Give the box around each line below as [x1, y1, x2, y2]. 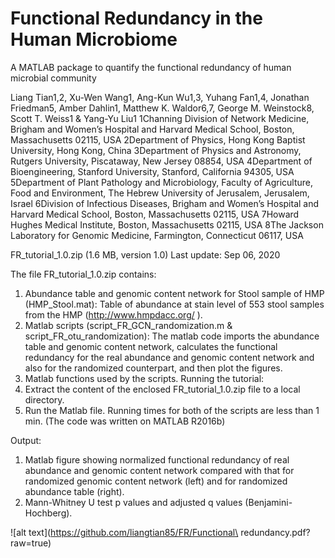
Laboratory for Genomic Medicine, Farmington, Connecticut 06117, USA [10, 229, 304, 241]
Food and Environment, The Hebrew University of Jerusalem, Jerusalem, [10, 187, 310, 199]
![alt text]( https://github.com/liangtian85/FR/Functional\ [10, 526, 239, 538]
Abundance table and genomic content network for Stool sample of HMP [24, 287, 325, 299]
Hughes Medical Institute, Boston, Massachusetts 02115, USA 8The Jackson [10, 218, 324, 231]
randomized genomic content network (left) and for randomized [24, 475, 288, 487]
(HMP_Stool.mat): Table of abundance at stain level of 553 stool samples [24, 298, 325, 310]
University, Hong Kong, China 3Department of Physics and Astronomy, [10, 144, 302, 156]
